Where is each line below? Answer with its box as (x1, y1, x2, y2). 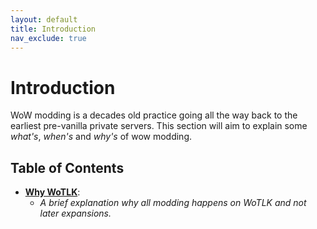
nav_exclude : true (10, 33, 87, 43)
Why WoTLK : (24, 186, 81, 198)
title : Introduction (10, 24, 97, 34)
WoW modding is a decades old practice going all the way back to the (10, 109, 298, 121)
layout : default (10, 14, 78, 25)
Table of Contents (10, 159, 125, 176)
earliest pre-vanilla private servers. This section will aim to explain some (10, 120, 308, 132)
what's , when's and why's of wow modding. (10, 131, 193, 143)
